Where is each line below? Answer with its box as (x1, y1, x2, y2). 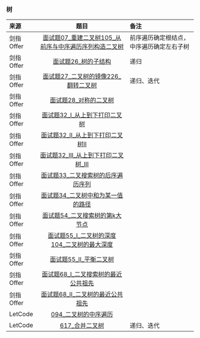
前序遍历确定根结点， (130, 34, 190, 42)
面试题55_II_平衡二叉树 (49, 255, 114, 264)
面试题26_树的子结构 (52, 58, 111, 66)
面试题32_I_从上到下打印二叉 (41, 111, 123, 120)
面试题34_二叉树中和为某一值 (40, 192, 123, 200)
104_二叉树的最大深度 (51, 240, 113, 249)
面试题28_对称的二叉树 (49, 96, 114, 105)
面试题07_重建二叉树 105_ (42, 34, 115, 42)
